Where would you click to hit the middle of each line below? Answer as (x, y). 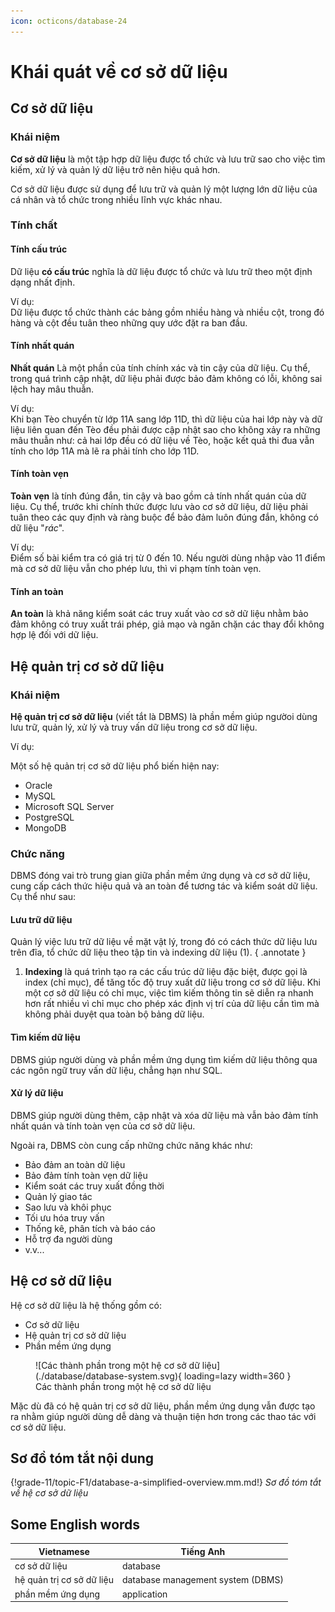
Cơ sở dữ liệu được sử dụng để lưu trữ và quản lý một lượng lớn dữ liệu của (164, 189)
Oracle (38, 785)
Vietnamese (64, 1551)
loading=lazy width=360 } (237, 1376)
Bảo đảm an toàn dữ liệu (75, 1164)
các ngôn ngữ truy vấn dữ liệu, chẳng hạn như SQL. (116, 1070)
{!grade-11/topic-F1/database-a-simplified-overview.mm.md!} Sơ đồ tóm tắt (166, 1482)
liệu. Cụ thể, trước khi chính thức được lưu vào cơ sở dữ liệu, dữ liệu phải (159, 507)
